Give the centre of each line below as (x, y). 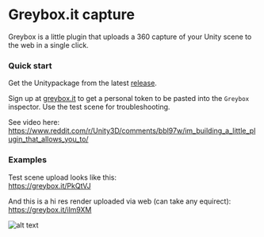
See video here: (34, 122)
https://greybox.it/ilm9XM (50, 209)
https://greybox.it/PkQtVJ (50, 185)
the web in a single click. (48, 45)
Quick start (31, 65)
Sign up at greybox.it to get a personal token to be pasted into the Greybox (129, 99)
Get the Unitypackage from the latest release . (82, 83)
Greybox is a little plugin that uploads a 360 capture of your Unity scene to (130, 37)
